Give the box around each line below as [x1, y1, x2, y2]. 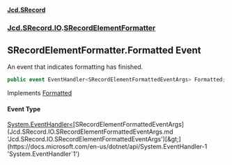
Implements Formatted [7, 89, 72, 97]
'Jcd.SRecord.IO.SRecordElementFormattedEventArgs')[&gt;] [7, 135, 181, 143]
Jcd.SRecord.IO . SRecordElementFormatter [7, 23, 156, 33]
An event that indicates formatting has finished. [7, 63, 144, 71]
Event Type [7, 104, 41, 113]
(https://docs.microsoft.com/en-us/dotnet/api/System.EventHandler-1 [7, 143, 208, 151]
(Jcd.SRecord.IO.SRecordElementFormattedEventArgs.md [7, 127, 173, 136]
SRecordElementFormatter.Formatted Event [7, 44, 201, 56]
